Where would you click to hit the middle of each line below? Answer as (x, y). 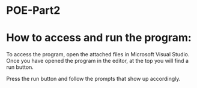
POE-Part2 (33, 10)
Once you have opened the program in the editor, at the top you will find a (98, 61)
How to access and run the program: (99, 38)
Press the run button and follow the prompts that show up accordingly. (93, 79)
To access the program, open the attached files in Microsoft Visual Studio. (98, 54)
